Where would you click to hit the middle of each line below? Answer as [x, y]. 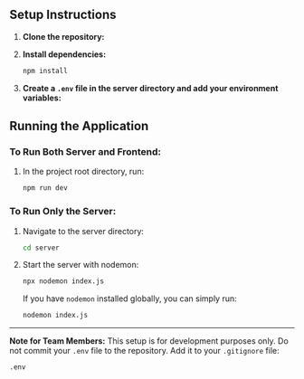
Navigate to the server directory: [83, 231]
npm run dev [45, 188]
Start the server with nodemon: [81, 265]
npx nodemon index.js [63, 281]
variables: [42, 98]
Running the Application [79, 126]
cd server [41, 248]
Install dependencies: [64, 54]
